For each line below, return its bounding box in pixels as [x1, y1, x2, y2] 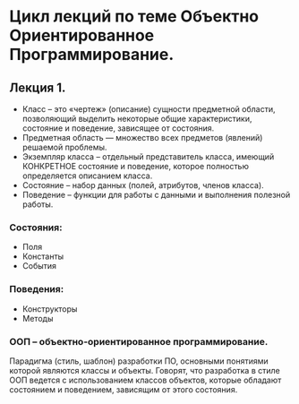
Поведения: [9, 283, 64, 296]
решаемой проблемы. [21, 142, 107, 152]
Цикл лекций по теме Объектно [9, 6, 260, 27]
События [21, 261, 56, 271]
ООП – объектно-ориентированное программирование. [9, 335, 269, 348]
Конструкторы [21, 303, 78, 314]
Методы [21, 313, 54, 323]
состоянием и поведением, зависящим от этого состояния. [9, 383, 238, 395]
